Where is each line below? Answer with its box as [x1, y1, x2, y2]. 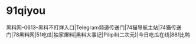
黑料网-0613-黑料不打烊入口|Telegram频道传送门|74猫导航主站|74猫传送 [6, 24, 182, 31]
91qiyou [6, 4, 46, 17]
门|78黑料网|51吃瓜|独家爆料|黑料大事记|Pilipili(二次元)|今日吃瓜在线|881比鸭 [6, 31, 191, 38]
